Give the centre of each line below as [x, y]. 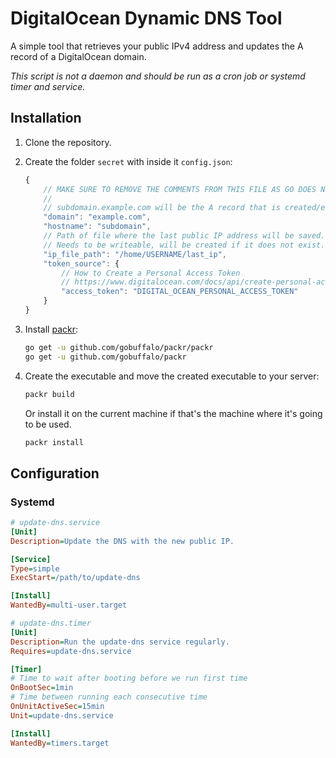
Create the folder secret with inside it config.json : [128, 161]
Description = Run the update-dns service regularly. [120, 642]
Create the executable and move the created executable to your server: [172, 376]
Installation [46, 118]
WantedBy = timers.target [60, 743]
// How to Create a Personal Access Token [151, 273]
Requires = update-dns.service [71, 651]
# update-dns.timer [51, 623]
